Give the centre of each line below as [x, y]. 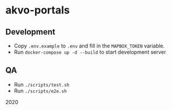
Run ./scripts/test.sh [41, 84]
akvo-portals [38, 10]
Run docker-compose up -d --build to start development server [90, 52]
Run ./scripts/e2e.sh [40, 91]
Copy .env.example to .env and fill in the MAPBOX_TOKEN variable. [89, 46]
